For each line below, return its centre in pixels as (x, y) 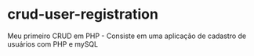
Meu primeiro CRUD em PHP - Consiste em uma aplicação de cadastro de (127, 36)
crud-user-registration (83, 14)
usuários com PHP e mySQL (53, 44)
